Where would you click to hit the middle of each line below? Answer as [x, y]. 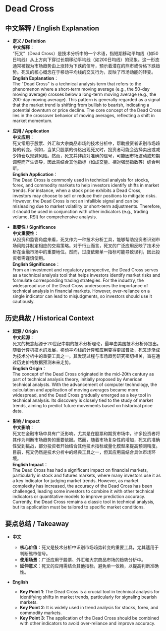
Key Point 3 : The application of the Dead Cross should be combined [89, 618]
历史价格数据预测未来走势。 [45, 362]
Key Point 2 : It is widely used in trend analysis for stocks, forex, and [89, 607]
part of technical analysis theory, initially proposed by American [77, 379]
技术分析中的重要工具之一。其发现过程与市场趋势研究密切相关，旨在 [86, 356]
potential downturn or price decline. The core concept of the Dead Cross [87, 110]
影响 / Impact [26, 421]
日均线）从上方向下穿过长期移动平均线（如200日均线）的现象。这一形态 [86, 60]
